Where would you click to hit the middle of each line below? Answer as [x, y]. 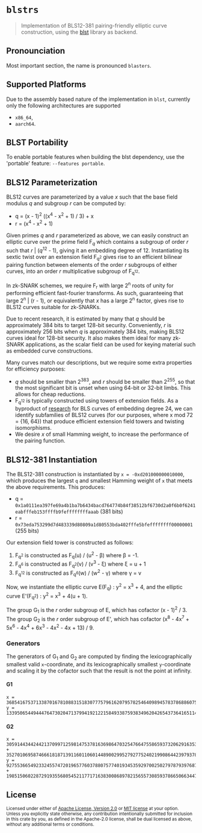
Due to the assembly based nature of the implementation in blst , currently [98, 99]
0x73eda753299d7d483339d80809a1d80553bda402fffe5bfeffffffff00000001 [104, 525]
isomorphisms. [33, 428]
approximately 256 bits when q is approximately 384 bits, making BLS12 [95, 331]
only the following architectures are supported [64, 105]
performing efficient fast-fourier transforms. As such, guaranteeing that [95, 293]
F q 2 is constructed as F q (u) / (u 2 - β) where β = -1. [77, 555]
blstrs [23, 10]
